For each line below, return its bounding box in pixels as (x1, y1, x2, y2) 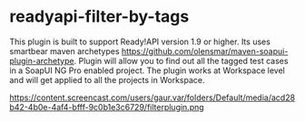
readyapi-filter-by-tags (9, 6, 190, 27)
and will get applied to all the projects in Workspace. (9, 74, 205, 85)
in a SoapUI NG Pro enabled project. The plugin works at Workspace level (9, 65, 286, 76)
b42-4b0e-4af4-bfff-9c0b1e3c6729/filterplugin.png (9, 101, 204, 112)
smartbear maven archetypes (9, 45, 120, 56)
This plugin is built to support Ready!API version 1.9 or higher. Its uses (9, 36, 271, 47)
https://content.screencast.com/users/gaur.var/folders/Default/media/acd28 (9, 92, 296, 103)
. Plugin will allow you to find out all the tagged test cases (74, 55, 289, 66)
